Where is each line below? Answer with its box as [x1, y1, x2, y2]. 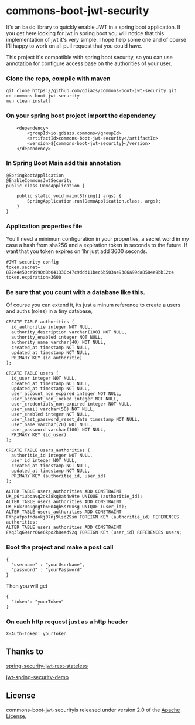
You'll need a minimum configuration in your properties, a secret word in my [6, 235, 189, 242]
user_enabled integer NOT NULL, [11, 412, 91, 417]
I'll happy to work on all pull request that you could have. [6, 42, 142, 49]
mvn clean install [6, 98, 51, 104]
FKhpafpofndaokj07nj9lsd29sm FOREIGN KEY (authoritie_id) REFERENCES [6, 514, 180, 520]
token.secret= [6, 264, 41, 271]
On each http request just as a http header [6, 618, 129, 626]
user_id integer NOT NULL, [11, 458, 77, 464]
